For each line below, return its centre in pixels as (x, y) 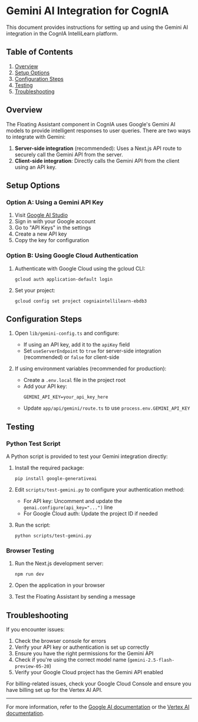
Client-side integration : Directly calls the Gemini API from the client (97, 161)
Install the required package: (49, 468)
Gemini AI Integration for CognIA (88, 11)
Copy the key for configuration (52, 240)
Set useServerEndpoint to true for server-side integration (92, 351)
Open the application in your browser (60, 585)
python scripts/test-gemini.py (53, 536)
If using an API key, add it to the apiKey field (77, 345)
